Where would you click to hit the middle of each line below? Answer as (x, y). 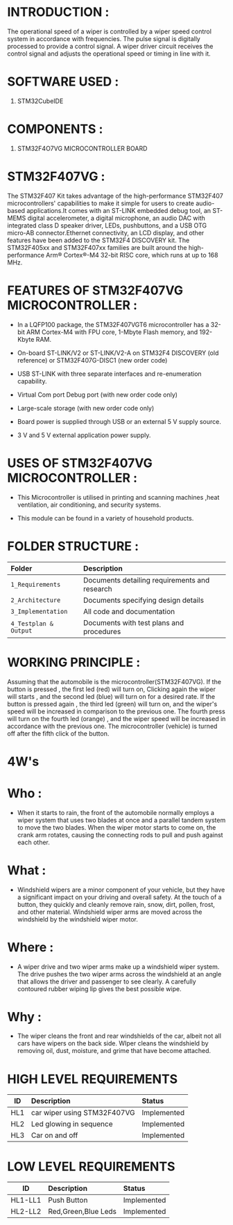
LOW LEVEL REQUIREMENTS (91, 1166)
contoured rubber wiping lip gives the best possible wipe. (99, 988)
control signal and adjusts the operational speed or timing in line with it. (109, 54)
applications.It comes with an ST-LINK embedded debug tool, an (119, 210)
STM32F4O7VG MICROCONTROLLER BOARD (82, 148)
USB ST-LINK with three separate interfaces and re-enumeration (110, 374)
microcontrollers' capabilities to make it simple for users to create (101, 203)
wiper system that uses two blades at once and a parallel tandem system (121, 820)
